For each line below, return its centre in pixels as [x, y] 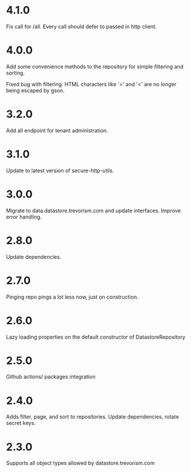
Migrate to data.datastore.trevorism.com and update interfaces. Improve [93, 210]
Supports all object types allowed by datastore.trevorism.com [81, 463]
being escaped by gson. [35, 90]
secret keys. [21, 423]
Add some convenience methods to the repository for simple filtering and [95, 66]
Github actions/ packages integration [51, 377]
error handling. [24, 217]
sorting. [16, 73]
